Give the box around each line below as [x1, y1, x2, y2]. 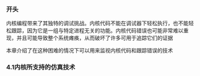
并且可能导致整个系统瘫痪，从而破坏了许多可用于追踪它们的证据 [16, 34, 173, 42]
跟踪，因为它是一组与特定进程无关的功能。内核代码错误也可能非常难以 [11, 27, 183, 34]
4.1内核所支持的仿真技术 [6, 63, 76, 71]
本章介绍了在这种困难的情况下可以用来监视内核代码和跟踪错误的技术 [6, 47, 173, 54]
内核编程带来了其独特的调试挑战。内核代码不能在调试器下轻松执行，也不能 [6, 19, 189, 27]
